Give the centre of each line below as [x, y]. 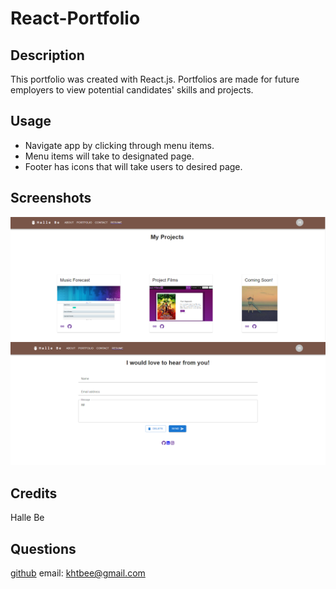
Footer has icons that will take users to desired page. [133, 166]
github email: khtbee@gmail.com [78, 573]
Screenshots [51, 198]
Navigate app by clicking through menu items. [119, 145]
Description [47, 55]
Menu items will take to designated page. [109, 156]
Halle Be [27, 518]
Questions [43, 548]
